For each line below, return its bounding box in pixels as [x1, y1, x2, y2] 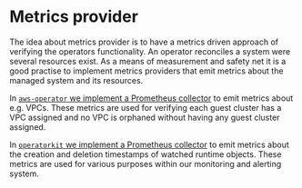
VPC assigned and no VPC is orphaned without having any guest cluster [9, 112, 280, 123]
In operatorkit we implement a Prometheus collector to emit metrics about [9, 139, 289, 150]
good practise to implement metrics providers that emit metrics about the [9, 65, 284, 76]
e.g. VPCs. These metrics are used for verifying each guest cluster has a [9, 102, 282, 113]
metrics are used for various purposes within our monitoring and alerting [9, 158, 282, 169]
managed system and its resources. [9, 74, 144, 85]
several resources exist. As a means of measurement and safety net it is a [9, 55, 287, 66]
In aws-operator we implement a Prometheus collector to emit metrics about [9, 93, 294, 104]
